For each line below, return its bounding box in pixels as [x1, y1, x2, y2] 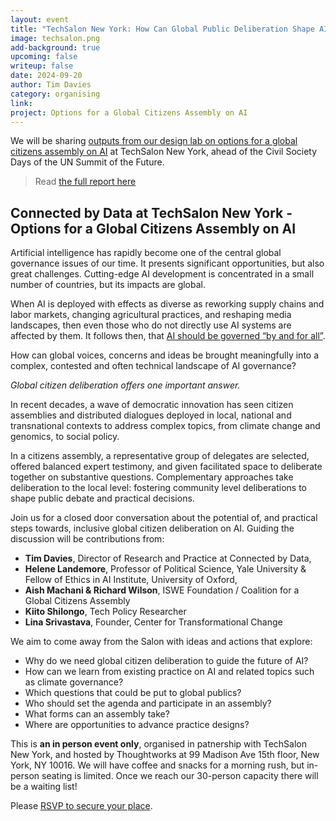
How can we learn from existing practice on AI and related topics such [24, 666, 315, 678]
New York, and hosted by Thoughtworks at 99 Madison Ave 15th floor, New [10, 749, 320, 761]
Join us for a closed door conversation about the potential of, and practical [10, 512, 318, 524]
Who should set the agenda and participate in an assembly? [24, 697, 272, 710]
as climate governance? [24, 676, 124, 688]
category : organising [10, 89, 101, 99]
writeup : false [10, 61, 74, 71]
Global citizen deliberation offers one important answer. [10, 379, 241, 391]
